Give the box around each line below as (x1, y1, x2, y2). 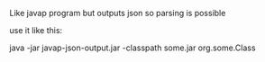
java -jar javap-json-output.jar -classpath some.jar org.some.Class (9, 42, 256, 53)
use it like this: (9, 25, 63, 35)
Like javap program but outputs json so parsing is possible (9, 8, 226, 18)
